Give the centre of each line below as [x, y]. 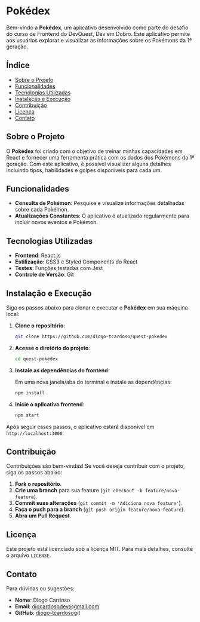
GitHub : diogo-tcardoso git [47, 612]
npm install [30, 393]
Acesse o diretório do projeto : [53, 348]
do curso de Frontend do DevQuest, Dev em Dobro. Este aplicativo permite [98, 33]
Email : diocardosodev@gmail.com [57, 606]
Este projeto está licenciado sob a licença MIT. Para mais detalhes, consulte [99, 549]
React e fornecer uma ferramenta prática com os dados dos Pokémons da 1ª [100, 157]
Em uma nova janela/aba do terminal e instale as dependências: [93, 382]
